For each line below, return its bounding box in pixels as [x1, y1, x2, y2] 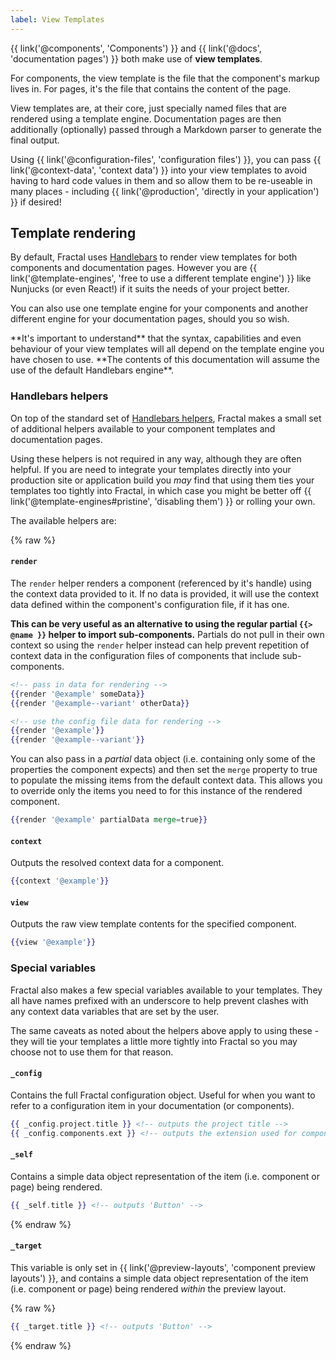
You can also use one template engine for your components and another [10, 302, 309, 315]
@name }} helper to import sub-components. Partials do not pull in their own [10, 628, 325, 640]
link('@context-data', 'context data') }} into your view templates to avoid [10, 164, 308, 176]
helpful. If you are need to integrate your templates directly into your [10, 463, 292, 475]
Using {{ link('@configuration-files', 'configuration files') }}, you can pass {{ [10, 153, 322, 165]
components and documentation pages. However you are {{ [10, 262, 258, 274]
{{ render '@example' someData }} [10, 689, 145, 699]
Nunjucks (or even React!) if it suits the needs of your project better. [10, 283, 290, 295]
